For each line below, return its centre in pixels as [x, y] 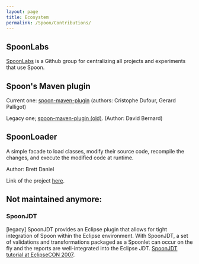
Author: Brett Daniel [30, 169]
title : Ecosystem [28, 17]
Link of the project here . [36, 180]
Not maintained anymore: [54, 199]
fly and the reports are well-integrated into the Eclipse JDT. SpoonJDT [92, 248]
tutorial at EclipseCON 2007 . [41, 254]
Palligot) [16, 107]
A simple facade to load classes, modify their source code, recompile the [95, 151]
